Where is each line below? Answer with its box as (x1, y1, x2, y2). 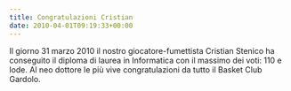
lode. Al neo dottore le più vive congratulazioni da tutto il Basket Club (9, 64, 263, 75)
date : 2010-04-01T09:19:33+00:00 (9, 21, 133, 30)
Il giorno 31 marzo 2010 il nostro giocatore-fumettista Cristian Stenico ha (9, 45, 275, 56)
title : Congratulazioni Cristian (9, 12, 133, 22)
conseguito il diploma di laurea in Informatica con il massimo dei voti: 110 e (9, 55, 282, 65)
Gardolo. (9, 73, 42, 84)
